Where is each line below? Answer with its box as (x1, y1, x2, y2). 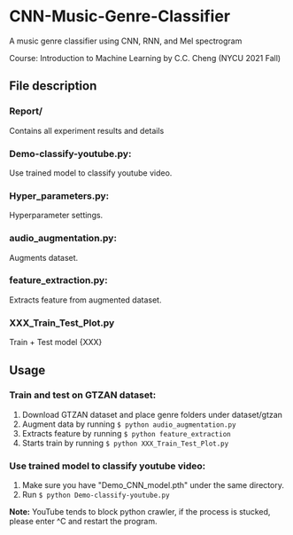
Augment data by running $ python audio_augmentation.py (21, 419, 236, 429)
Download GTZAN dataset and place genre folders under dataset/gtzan (21, 409, 283, 420)
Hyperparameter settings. (9, 210, 104, 221)
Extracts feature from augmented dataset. (9, 295, 162, 305)
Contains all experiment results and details (9, 125, 165, 136)
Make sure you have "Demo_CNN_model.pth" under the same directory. (21, 480, 285, 491)
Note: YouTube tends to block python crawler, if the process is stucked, (9, 507, 271, 517)
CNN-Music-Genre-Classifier (9, 6, 231, 27)
